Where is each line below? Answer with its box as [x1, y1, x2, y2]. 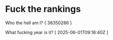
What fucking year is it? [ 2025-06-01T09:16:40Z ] [5, 29, 109, 35]
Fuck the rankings [5, 3, 81, 15]
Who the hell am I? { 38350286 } [5, 20, 72, 26]
